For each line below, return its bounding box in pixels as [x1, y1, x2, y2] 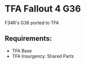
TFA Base [12, 47, 32, 53]
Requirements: [5, 34, 52, 43]
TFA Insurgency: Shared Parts [12, 53, 74, 59]
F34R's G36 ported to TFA [5, 20, 59, 26]
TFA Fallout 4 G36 [5, 3, 81, 15]
